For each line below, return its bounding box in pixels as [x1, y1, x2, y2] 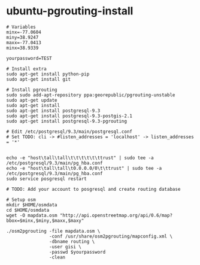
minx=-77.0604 [6, 29, 42, 35]
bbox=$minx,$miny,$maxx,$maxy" [6, 217, 84, 224]
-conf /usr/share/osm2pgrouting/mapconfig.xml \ [49, 233, 172, 239]
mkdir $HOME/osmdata [6, 202, 58, 208]
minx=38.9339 [6, 45, 39, 51]
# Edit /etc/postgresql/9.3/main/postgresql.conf [6, 129, 133, 135]
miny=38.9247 [6, 34, 39, 40]
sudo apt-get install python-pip [6, 71, 90, 77]
